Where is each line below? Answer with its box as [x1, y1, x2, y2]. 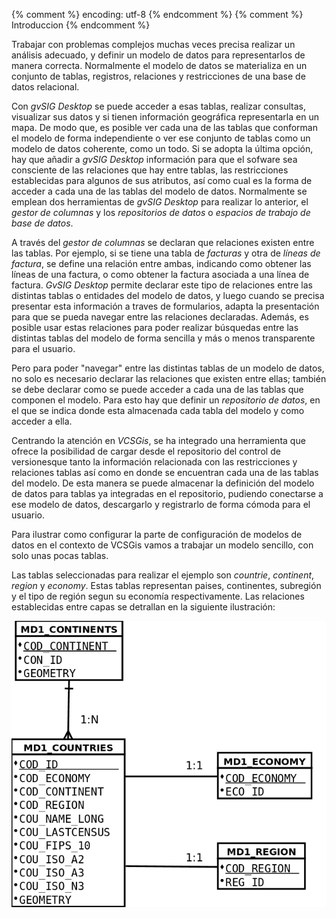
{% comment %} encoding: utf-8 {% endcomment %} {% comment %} [11, 9, 304, 20]
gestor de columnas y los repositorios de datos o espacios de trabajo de [11, 207, 311, 218]
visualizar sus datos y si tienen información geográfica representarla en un [11, 111, 319, 123]
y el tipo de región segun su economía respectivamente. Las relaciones [11, 590, 305, 602]
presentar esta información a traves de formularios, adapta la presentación [11, 300, 320, 312]
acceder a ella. [11, 415, 73, 427]
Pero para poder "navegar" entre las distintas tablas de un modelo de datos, [11, 362, 325, 374]
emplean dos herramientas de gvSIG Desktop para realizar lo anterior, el [11, 196, 309, 208]
